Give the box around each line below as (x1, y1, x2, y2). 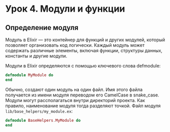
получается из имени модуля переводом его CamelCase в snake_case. (5, 92, 159, 98)
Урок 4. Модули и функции (5, 3, 125, 15)
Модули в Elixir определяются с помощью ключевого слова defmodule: (5, 63, 161, 69)
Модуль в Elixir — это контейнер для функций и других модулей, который (5, 37, 165, 43)
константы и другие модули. (5, 53, 68, 59)
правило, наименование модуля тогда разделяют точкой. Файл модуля (5, 103, 161, 109)
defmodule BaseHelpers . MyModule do (5, 118, 81, 123)
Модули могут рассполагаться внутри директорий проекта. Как (5, 97, 145, 103)
